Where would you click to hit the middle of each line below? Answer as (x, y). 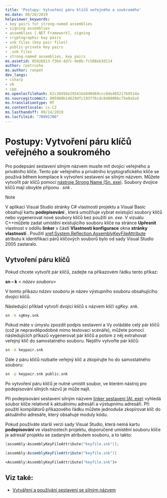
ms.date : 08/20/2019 (27, 15)
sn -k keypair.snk (24, 350)
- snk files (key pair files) (37, 43)
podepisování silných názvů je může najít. (48, 389)
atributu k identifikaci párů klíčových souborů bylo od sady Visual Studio (79, 239)
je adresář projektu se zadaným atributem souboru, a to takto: (69, 435)
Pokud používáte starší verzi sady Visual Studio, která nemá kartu (73, 424)
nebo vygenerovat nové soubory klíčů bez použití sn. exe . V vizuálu (75, 217)
